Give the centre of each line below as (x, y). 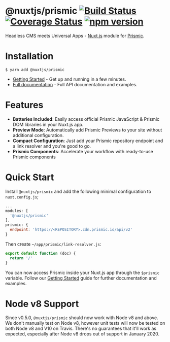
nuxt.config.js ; (22, 197)
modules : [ (17, 211)
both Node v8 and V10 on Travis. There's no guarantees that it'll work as (81, 329)
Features (24, 105)
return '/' (21, 258)
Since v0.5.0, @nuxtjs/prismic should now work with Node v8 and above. (82, 318)
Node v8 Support (42, 304)
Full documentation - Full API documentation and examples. (75, 84)
